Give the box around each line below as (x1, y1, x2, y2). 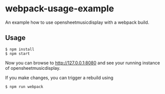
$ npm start (5, 51, 30, 56)
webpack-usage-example (5, 3, 115, 14)
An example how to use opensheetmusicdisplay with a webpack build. (5, 19, 150, 25)
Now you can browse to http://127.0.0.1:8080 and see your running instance (5, 60, 161, 66)
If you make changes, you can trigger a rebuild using (5, 75, 114, 81)
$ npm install (5, 47, 35, 52)
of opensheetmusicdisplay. (5, 65, 61, 71)
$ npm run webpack (5, 84, 43, 89)
